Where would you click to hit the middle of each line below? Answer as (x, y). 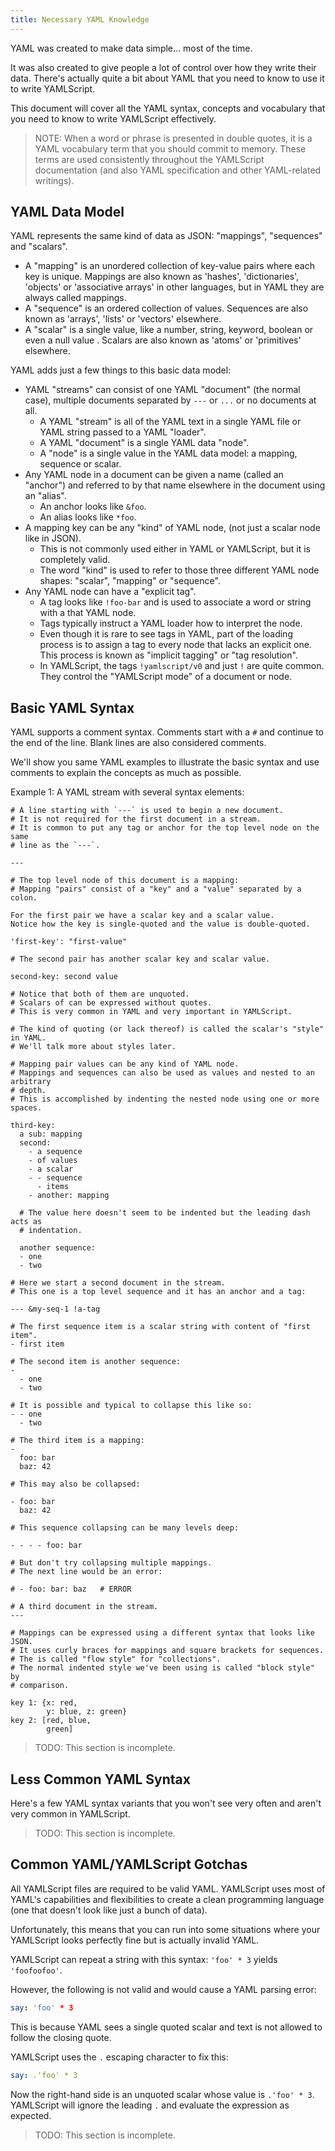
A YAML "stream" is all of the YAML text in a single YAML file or (170, 422)
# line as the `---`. (55, 846)
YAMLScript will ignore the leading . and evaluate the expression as (150, 2105)
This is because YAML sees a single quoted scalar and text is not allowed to (166, 2027)
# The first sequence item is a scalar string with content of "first (160, 1327)
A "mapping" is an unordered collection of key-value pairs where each (169, 266)
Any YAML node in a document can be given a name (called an (154, 475)
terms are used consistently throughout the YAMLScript (149, 159)
